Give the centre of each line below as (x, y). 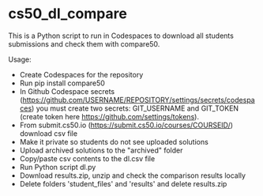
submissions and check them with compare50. (84, 43)
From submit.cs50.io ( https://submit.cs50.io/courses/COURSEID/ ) (126, 125)
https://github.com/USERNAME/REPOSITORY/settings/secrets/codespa (139, 100)
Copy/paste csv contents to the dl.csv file (87, 158)
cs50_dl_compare (68, 14)
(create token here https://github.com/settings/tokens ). (109, 116)
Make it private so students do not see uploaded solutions (114, 141)
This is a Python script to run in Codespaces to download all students (121, 36)
